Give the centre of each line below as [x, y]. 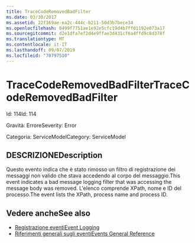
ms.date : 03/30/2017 [32, 17]
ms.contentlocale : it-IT [37, 45]
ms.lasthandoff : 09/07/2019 [41, 50]
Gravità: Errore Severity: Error [41, 125]
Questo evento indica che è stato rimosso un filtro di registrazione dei [91, 170]
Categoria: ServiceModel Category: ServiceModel [66, 137]
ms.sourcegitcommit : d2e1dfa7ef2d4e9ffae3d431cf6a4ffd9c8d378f [86, 34]
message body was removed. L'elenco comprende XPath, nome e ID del [94, 188]
